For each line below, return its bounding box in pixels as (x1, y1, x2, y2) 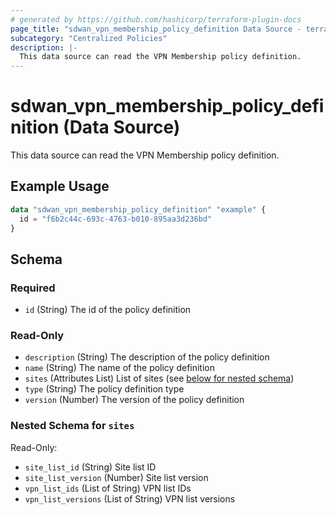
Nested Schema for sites (10, 419, 135, 433)
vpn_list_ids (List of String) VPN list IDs (24, 482, 192, 494)
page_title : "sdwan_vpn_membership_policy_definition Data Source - (10, 24, 302, 34)
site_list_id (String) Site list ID (24, 461, 157, 473)
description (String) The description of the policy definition (24, 351, 270, 363)
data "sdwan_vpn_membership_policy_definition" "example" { (10, 204, 267, 215)
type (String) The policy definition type (24, 383, 185, 395)
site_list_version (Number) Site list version (24, 471, 209, 483)
